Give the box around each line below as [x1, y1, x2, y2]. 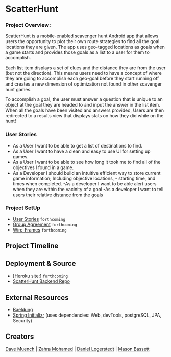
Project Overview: [5, 22, 51, 29]
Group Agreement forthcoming [12, 221, 78, 228]
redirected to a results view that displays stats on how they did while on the [5, 113, 164, 119]
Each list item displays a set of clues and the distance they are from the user [5, 65, 166, 71]
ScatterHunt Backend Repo [12, 278, 70, 284]
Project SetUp [5, 204, 41, 212]
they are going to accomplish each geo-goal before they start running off [5, 75, 159, 82]
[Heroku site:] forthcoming [12, 272, 68, 279]
